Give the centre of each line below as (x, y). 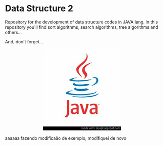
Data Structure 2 (39, 9)
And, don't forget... (24, 41)
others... (13, 32)
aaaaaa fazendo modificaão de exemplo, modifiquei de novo (66, 138)
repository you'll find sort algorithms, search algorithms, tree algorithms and (82, 27)
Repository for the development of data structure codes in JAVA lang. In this (81, 22)
